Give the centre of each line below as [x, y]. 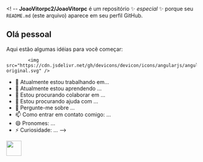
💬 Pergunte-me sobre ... [45, 108]
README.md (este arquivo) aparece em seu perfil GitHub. [75, 15]
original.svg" [24, 71]
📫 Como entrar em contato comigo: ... [63, 114]
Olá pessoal [29, 35]
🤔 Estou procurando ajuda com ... [56, 101]
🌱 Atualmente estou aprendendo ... [58, 88]
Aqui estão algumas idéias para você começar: [65, 49]
